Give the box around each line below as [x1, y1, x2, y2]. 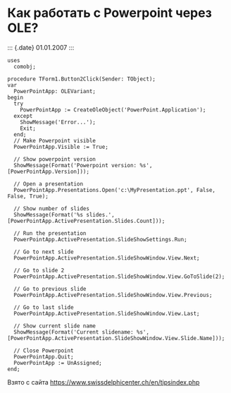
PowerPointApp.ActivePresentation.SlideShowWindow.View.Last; [13, 310, 200, 317]
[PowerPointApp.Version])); [7, 168, 90, 175]
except [13, 112, 33, 119]
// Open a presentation [13, 180, 83, 188]
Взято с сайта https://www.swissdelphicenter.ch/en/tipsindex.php [7, 377, 200, 386]
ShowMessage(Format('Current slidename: [13, 328, 134, 336]
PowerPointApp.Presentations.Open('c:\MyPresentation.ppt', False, [13, 186, 216, 193]
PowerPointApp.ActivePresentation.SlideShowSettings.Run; [13, 236, 188, 243]
